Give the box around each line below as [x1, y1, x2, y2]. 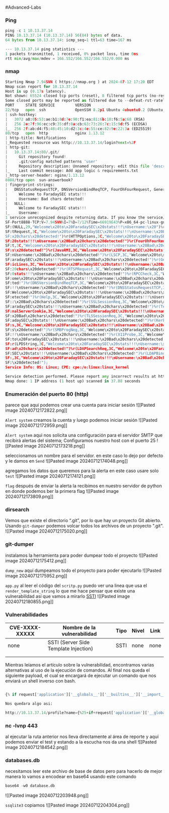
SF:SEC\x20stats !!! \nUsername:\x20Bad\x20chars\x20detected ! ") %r [5, 351, 145, 356]
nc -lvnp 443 [5, 722, 38, 729]
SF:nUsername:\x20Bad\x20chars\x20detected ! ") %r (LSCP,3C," [5, 253, 132, 258]
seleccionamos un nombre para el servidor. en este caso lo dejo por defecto [5, 453, 163, 459]
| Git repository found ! [5, 154, 66, 159]
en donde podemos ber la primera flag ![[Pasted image [5, 488, 119, 494]
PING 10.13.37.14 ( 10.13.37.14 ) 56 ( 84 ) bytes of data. [5, 33, 123, 38]
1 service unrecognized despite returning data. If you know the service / [5, 215, 165, 220]
